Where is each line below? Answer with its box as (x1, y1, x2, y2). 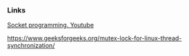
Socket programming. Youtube (7, 21, 94, 29)
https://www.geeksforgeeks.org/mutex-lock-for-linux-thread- (7, 34, 182, 42)
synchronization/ (7, 42, 55, 50)
